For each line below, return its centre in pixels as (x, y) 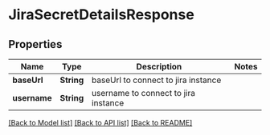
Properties (35, 44)
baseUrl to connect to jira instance (156, 80)
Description (159, 67)
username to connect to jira (143, 93)
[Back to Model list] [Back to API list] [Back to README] (100, 123)
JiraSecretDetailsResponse (101, 15)
